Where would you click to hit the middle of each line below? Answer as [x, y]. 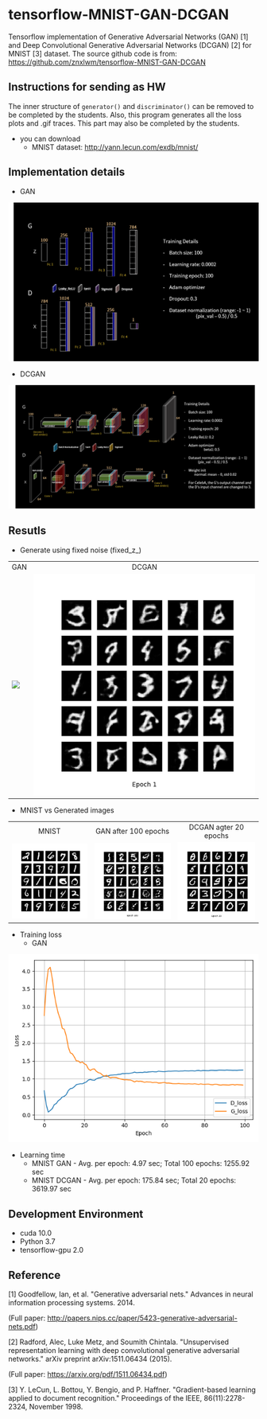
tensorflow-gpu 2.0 [51, 1250]
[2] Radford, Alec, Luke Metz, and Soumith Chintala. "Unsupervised [118, 1342]
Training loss [41, 935]
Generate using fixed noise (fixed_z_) [80, 550]
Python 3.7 [37, 1242]
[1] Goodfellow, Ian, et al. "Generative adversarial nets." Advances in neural [131, 1294]
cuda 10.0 [36, 1233]
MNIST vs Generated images [67, 810]
